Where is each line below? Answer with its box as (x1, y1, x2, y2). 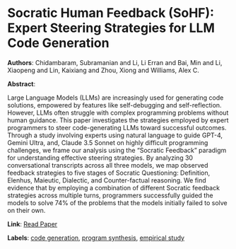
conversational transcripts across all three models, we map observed (7, 161, 208, 169)
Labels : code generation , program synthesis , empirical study (7, 233, 185, 242)
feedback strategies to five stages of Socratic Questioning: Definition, (7, 168, 211, 177)
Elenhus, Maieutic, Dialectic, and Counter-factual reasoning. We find (7, 175, 206, 185)
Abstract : (7, 79, 36, 88)
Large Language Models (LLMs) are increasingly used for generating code (7, 93, 224, 102)
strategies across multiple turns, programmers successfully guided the (7, 191, 213, 199)
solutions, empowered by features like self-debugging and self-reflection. (7, 100, 222, 109)
